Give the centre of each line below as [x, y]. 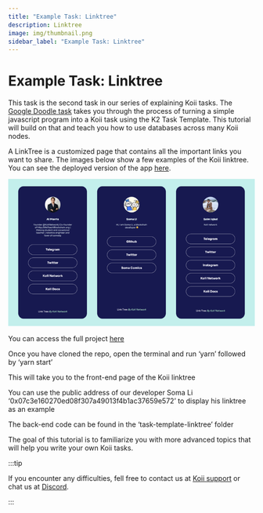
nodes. [19, 136]
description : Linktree [45, 25]
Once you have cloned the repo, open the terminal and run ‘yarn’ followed [127, 354]
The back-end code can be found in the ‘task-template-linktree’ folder [121, 424]
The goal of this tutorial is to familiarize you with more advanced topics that [130, 440]
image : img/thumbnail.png [50, 33]
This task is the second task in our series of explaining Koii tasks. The [120, 103]
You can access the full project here [66, 339]
